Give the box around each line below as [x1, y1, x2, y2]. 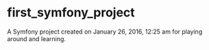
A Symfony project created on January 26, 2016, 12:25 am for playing [7, 27, 203, 36]
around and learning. [7, 34, 66, 42]
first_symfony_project [7, 5, 135, 21]
